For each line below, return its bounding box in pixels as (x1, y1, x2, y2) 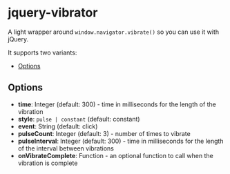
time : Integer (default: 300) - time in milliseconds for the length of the (17, 100, 217, 108)
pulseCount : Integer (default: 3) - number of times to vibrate (17, 129, 191, 137)
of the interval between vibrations (17, 144, 115, 153)
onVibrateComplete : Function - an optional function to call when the (17, 151, 213, 159)
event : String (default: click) (17, 122, 98, 130)
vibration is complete (17, 159, 78, 167)
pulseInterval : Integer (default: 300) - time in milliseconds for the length (17, 137, 224, 145)
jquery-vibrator (8, 5, 98, 21)
